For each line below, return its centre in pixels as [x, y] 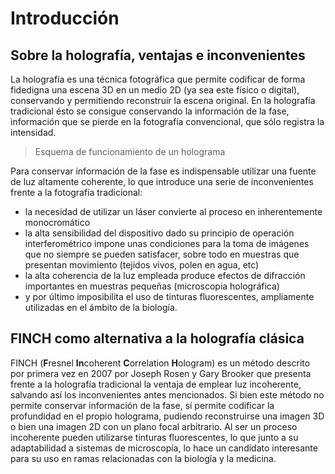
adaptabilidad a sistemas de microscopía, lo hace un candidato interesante [164, 448]
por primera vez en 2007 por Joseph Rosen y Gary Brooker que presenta [161, 373]
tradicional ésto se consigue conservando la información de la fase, [150, 111]
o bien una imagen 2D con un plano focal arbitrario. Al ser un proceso [154, 426]
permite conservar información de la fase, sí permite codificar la [142, 405]
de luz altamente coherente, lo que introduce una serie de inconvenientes [162, 181]
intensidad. [33, 132]
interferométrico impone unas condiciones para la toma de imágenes [167, 243]
